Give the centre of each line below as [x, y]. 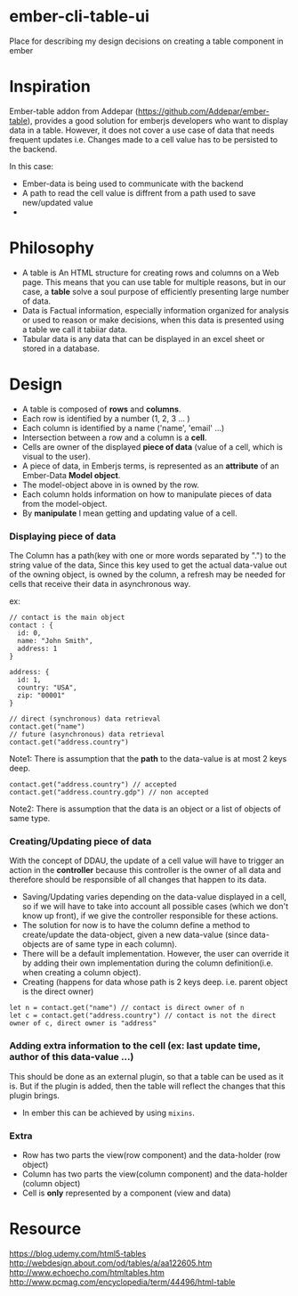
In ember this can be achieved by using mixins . [109, 1113]
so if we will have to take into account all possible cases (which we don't [155, 907]
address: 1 [37, 649]
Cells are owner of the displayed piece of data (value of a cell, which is [152, 446]
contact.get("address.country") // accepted [93, 785]
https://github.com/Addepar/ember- [203, 111]
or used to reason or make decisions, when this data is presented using [153, 320]
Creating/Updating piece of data [81, 841]
